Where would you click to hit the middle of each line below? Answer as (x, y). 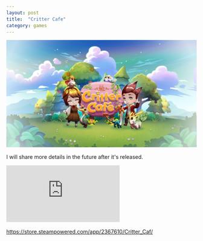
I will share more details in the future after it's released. (75, 156)
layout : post (23, 13)
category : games (27, 25)
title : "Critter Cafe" (36, 19)
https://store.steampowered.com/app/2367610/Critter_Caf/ (79, 231)
